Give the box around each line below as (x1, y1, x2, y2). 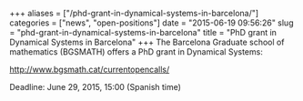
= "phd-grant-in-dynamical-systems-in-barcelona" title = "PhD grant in (9, 27, 278, 37)
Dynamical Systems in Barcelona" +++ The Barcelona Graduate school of (9, 36, 285, 47)
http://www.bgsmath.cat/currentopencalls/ (9, 64, 170, 75)
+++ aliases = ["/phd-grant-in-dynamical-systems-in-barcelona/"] (9, 8, 259, 18)
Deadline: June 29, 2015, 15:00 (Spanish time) (9, 82, 182, 92)
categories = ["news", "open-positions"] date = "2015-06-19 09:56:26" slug (9, 17, 294, 28)
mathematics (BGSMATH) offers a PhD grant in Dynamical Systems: (9, 46, 264, 57)
